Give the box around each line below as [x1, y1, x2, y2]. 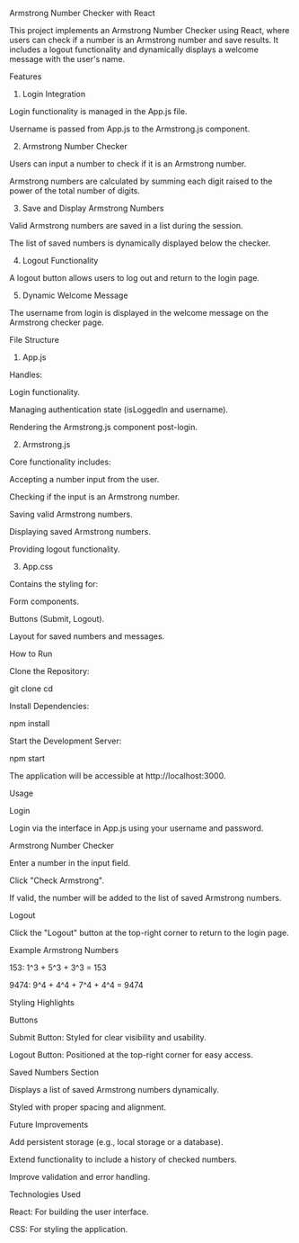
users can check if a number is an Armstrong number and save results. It [9, 35, 279, 45]
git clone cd [9, 683, 54, 694]
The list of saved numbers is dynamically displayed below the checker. [9, 238, 271, 248]
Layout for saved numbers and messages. [9, 631, 165, 642]
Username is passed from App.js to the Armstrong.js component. [9, 123, 251, 134]
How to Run [9, 648, 53, 659]
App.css [22, 562, 54, 572]
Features [9, 71, 42, 82]
